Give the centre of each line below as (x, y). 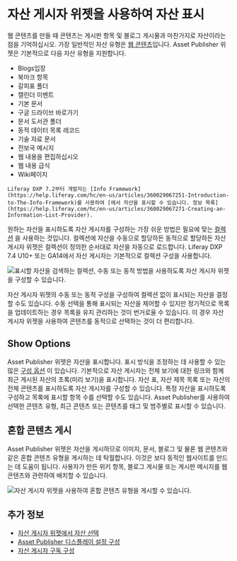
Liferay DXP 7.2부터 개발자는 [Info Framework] (74, 189)
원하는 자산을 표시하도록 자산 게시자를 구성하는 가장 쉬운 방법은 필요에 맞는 (110, 229)
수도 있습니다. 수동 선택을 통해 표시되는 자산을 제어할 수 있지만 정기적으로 (116, 303)
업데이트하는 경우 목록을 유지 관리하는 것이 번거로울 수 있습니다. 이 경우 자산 (119, 312)
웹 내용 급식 (34, 165)
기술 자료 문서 (36, 139)
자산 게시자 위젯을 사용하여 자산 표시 (106, 15)
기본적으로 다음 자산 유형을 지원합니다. (73, 53)
